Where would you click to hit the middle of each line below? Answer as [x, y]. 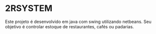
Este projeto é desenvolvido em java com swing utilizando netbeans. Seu [78, 22]
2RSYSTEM [29, 8]
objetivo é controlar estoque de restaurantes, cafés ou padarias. [69, 26]
